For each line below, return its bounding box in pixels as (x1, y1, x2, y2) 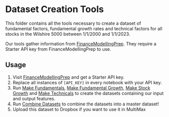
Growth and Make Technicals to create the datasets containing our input (12, 90, 164, 96)
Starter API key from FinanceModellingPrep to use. (5, 46, 112, 52)
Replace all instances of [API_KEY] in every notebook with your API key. (12, 79, 162, 85)
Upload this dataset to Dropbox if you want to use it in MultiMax (12, 106, 146, 112)
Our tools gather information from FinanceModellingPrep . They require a (5, 40, 156, 46)
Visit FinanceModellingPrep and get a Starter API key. (12, 74, 125, 80)
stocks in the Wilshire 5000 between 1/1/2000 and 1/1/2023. (5, 31, 130, 37)
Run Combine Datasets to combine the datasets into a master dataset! (12, 101, 159, 107)
